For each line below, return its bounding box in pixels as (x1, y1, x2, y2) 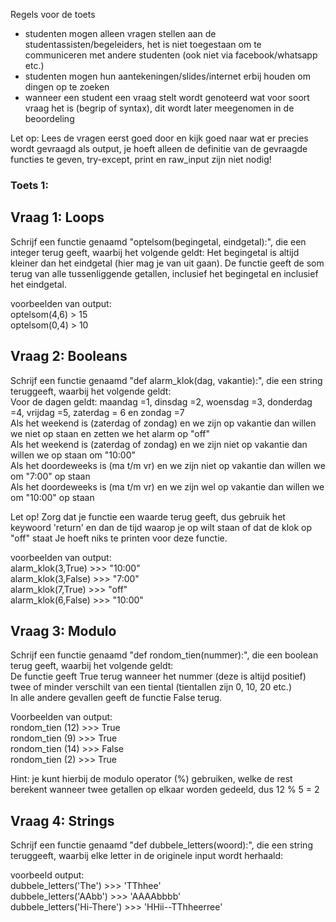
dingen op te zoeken (24, 81, 110, 93)
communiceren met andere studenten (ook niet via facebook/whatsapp (24, 49, 318, 61)
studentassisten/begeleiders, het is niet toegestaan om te (24, 39, 262, 50)
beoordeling (24, 113, 75, 124)
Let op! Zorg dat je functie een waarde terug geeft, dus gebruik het (10, 510, 286, 523)
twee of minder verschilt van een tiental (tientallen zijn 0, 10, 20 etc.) (10, 681, 293, 693)
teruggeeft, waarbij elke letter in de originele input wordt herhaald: (10, 850, 284, 862)
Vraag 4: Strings (10, 812, 115, 829)
